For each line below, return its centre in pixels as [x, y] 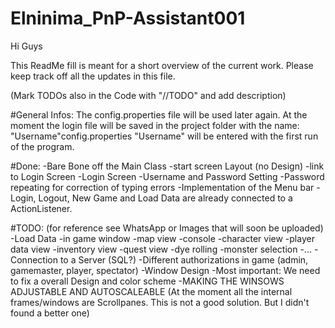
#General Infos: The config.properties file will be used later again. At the [159, 114]
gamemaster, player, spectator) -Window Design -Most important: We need [165, 270]
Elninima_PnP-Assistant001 [128, 18]
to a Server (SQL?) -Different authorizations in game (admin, [184, 259]
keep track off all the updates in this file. [93, 76]
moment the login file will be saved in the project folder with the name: [155, 125]
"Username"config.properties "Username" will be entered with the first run [164, 136]
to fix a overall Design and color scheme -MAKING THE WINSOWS [147, 281]
